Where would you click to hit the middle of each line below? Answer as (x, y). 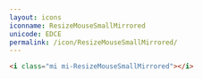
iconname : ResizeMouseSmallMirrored (77, 26)
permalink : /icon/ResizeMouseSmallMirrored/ (93, 42)
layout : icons (36, 17)
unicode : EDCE (36, 34)
